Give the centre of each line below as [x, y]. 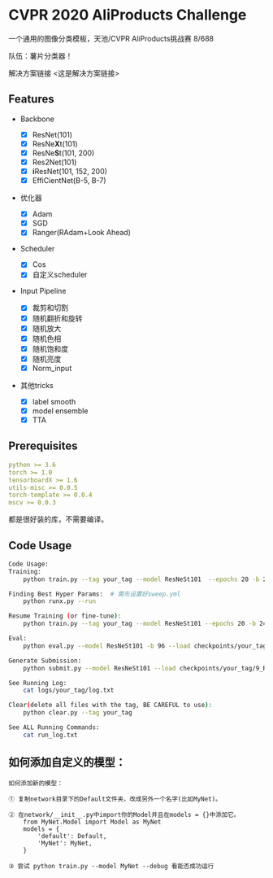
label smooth [54, 401]
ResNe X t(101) [55, 143]
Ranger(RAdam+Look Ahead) [82, 233]
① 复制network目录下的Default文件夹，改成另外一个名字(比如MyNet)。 [115, 799]
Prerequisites [43, 446]
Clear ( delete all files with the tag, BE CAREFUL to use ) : [110, 705]
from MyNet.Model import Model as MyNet [92, 822]
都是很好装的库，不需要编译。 [58, 519]
